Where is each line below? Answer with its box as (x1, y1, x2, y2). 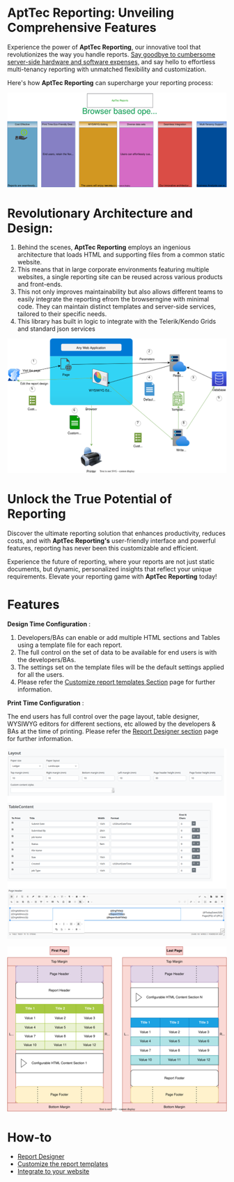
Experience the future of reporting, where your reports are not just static (7, 557, 215, 566)
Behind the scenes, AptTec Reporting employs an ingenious (17, 243, 192, 252)
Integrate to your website (17, 1167, 90, 1176)
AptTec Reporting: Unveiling (7, 5, 174, 21)
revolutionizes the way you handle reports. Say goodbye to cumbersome (7, 50, 216, 59)
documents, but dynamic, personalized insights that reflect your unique (7, 564, 212, 573)
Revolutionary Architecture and (7, 205, 194, 221)
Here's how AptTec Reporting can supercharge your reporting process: (7, 78, 214, 87)
